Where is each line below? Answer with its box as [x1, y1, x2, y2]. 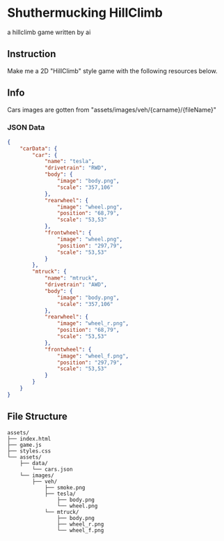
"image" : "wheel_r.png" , [56, 320, 129, 327]
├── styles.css [7, 448, 51, 455]
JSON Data [7, 123, 45, 132]
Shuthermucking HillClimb [7, 5, 163, 21]
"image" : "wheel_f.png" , [56, 352, 129, 360]
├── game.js [7, 441, 42, 448]
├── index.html [7, 435, 51, 442]
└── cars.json [32, 466, 73, 473]
